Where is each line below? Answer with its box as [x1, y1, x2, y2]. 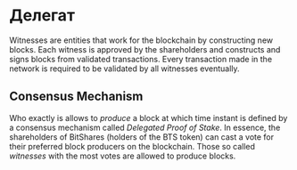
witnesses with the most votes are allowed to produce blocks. [9, 150, 236, 161]
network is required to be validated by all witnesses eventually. [9, 63, 240, 74]
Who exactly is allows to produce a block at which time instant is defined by [9, 112, 288, 123]
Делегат [9, 5, 76, 26]
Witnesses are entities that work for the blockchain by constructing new [9, 35, 274, 45]
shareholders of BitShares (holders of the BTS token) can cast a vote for [9, 131, 275, 142]
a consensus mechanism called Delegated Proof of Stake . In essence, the [9, 122, 281, 133]
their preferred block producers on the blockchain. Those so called [9, 141, 256, 151]
